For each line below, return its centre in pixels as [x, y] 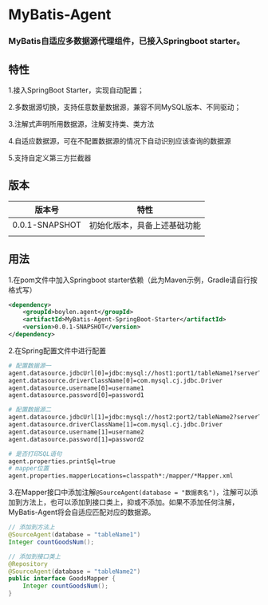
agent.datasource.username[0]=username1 [77, 388]
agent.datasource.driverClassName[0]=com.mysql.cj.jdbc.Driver [116, 380]
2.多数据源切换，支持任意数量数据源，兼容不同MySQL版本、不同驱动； [125, 107]
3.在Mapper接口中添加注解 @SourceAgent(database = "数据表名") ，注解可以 [130, 493]
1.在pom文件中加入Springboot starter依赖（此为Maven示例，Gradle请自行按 [133, 280]
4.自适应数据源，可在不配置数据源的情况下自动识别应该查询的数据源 [120, 140]
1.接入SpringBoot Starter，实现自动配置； [77, 90]
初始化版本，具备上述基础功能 [145, 225]
